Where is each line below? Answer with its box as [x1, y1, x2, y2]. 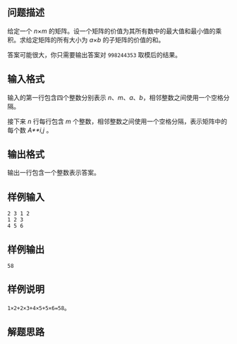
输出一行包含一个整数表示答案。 [7, 168, 100, 177]
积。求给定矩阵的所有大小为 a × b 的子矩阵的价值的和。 [7, 35, 165, 44]
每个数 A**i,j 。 [7, 125, 53, 134]
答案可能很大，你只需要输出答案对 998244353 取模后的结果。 [7, 50, 182, 59]
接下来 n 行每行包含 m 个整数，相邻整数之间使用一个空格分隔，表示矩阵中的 [7, 117, 228, 125]
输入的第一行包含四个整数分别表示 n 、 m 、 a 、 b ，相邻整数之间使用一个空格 [7, 93, 224, 102]
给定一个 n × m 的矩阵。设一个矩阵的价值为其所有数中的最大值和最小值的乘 [7, 27, 222, 35]
